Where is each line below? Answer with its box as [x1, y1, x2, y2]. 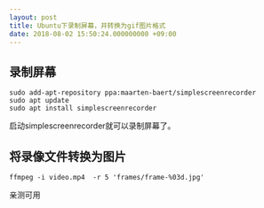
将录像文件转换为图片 [9, 149, 126, 164]
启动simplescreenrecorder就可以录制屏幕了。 [9, 120, 176, 131]
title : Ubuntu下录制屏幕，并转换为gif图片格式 [9, 21, 166, 30]
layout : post [9, 12, 58, 22]
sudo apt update [9, 96, 69, 105]
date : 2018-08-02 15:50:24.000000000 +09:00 [9, 29, 177, 38]
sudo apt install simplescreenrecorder [9, 104, 157, 113]
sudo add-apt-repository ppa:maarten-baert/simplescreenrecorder [9, 89, 256, 97]
